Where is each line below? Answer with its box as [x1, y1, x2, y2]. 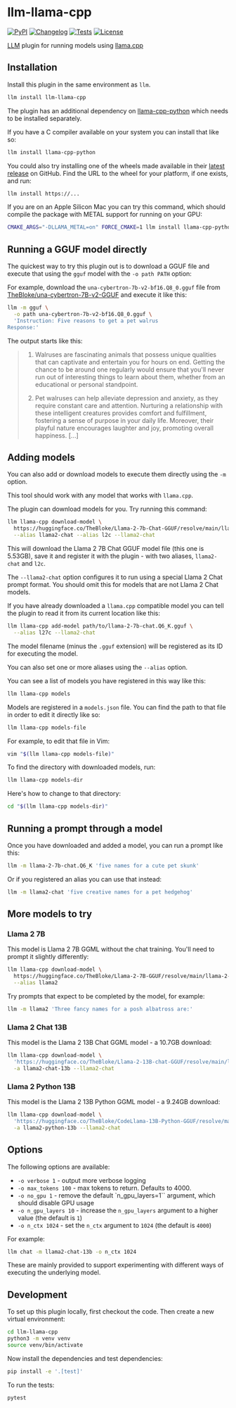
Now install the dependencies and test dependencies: [7, 1354, 163, 1362]
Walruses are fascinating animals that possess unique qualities [34, 350, 216, 359]
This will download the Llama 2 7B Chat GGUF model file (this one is [7, 545, 204, 552]
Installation [7, 61, 58, 74]
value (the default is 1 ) [17, 1213, 83, 1222]
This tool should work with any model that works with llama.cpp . [7, 491, 194, 500]
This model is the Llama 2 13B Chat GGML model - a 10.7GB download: [7, 1039, 212, 1047]
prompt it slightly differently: [7, 953, 89, 961]
